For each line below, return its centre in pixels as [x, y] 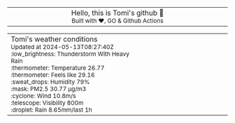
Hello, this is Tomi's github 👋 [117, 13]
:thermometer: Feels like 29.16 [53, 75]
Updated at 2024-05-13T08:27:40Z [62, 47]
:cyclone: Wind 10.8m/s [43, 96]
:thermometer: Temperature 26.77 [58, 68]
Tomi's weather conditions [54, 39]
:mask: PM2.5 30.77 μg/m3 [49, 89]
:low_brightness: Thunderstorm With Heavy [70, 54]
